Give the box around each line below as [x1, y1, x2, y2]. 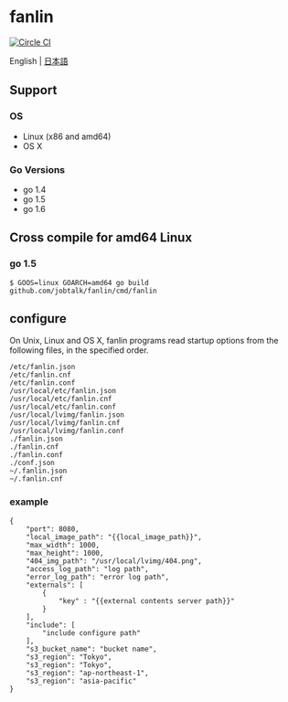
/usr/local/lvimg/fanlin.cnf [9, 419, 121, 428]
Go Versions [9, 163, 66, 175]
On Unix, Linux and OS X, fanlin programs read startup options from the [9, 335, 279, 346]
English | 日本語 [9, 55, 69, 66]
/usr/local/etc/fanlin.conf [9, 402, 117, 412]
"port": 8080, [26, 524, 80, 534]
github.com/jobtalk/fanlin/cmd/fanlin [9, 286, 157, 295]
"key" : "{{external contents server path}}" [58, 596, 235, 605]
